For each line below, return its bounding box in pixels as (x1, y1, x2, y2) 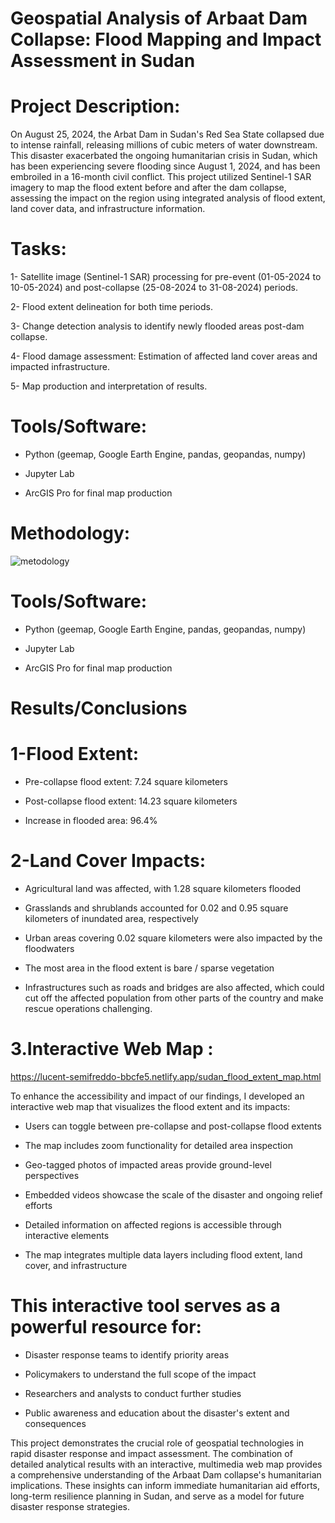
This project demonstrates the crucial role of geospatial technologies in (10, 1437, 305, 1449)
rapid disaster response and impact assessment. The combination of (10, 1447, 293, 1459)
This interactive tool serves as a (10, 1295, 281, 1317)
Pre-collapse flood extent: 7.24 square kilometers (24, 776, 228, 787)
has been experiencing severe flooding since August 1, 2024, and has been (10, 160, 321, 172)
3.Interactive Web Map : (10, 1038, 214, 1061)
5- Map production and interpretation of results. (10, 380, 208, 392)
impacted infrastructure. (10, 361, 110, 373)
